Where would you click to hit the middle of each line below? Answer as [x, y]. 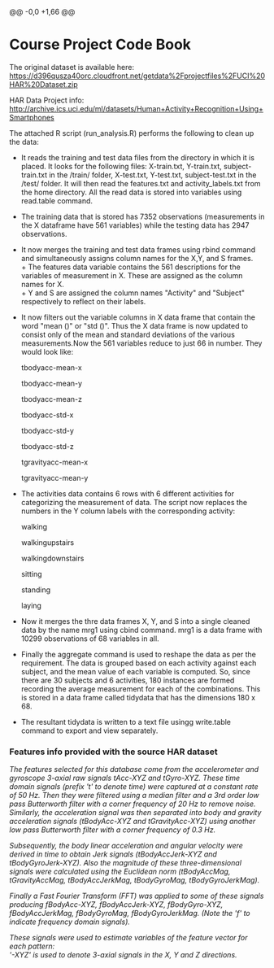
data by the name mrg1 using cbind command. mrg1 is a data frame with [141, 630]
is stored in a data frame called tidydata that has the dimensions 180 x [138, 697]
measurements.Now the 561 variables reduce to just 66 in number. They [141, 343]
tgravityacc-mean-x [54, 462]
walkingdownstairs [52, 558]
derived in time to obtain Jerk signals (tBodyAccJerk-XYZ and [113, 854]
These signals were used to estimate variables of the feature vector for [128, 938]
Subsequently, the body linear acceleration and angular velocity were [126, 846]
